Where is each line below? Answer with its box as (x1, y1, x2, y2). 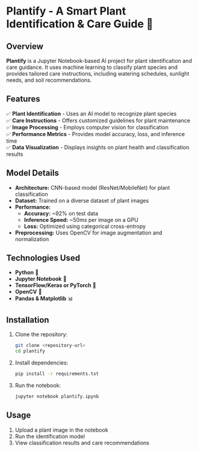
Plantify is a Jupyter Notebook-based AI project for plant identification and (6, 57, 193, 64)
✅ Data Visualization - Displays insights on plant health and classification (6, 143, 190, 151)
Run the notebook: (14, 381, 61, 389)
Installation (6, 314, 49, 325)
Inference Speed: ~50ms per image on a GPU (23, 216, 138, 223)
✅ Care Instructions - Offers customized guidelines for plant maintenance (6, 117, 191, 124)
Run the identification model (14, 432, 85, 440)
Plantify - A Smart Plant (6, 4, 126, 18)
